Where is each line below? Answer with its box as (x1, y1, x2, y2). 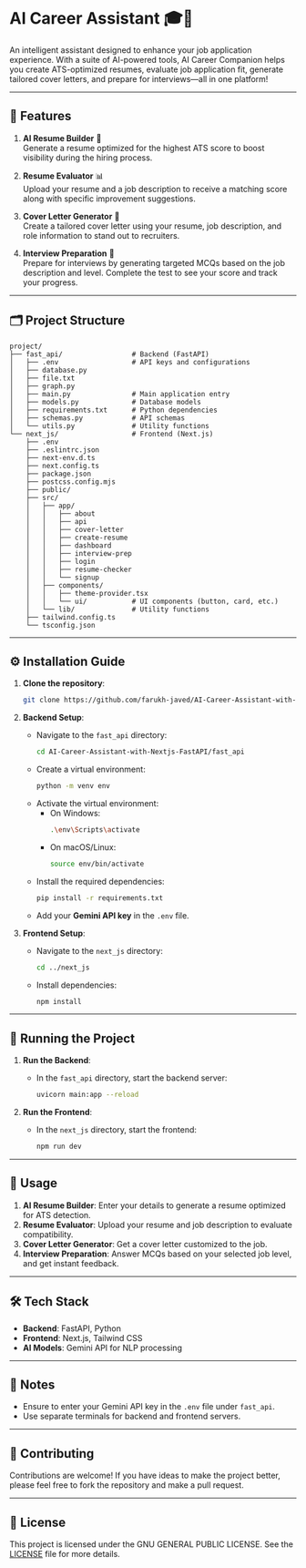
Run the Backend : (22, 1055, 91, 1066)
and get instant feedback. (22, 1257, 120, 1268)
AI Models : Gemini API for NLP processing (22, 1342, 182, 1353)
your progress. (22, 276, 78, 288)
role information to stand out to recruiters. (22, 230, 180, 241)
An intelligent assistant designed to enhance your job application (9, 44, 252, 56)
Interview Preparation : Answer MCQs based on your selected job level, (22, 1248, 292, 1259)
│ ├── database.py (9, 365, 88, 374)
